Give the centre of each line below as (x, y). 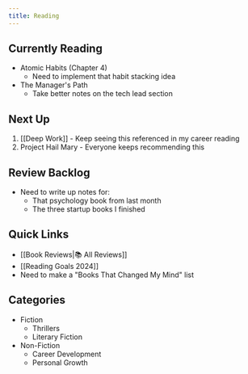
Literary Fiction (57, 337)
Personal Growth (60, 362)
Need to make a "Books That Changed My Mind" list (107, 275)
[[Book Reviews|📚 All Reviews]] (74, 254)
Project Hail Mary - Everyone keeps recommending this (112, 147)
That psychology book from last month (97, 201)
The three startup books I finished (88, 209)
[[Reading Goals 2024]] (59, 266)
